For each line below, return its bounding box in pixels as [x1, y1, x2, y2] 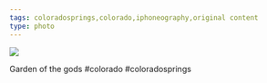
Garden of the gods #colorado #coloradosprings [9, 63, 191, 74]
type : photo [9, 22, 55, 31]
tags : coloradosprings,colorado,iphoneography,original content [9, 13, 259, 23]
